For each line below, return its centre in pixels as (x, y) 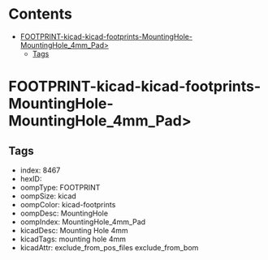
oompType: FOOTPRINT (60, 187)
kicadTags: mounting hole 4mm (73, 239)
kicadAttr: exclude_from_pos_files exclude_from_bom (109, 247)
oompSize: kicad (48, 196)
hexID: (31, 178)
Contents (41, 14)
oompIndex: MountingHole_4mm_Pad (83, 222)
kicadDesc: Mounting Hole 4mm (74, 230)
